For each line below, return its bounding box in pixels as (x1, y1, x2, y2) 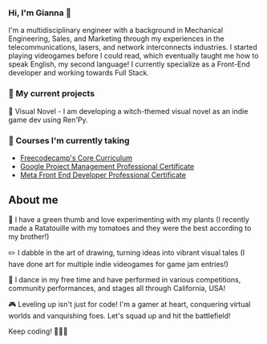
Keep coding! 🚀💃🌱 (8, 326, 68, 336)
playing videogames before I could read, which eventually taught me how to (8, 51, 259, 61)
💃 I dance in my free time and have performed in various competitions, (8, 274, 241, 284)
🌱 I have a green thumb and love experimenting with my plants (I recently (8, 214, 250, 224)
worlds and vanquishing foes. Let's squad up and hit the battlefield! (8, 310, 231, 320)
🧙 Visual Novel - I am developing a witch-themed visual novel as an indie (8, 106, 249, 115)
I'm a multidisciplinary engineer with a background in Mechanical (8, 26, 223, 35)
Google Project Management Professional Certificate (19, 161, 195, 171)
